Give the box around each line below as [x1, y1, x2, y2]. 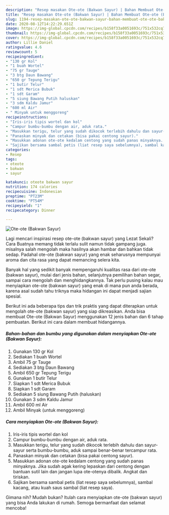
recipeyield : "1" [6, 203, 42, 208]
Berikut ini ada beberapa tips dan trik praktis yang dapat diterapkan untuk [6, 303, 158, 309]
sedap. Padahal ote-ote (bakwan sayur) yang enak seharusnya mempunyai [6, 251, 161, 257]
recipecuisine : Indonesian [6, 189, 62, 194]
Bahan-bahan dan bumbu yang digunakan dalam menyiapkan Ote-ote [6, 330, 157, 336]
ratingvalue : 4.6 [6, 45, 42, 50]
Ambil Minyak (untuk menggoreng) [13, 407, 85, 413]
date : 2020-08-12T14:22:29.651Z [6, 21, 73, 27]
